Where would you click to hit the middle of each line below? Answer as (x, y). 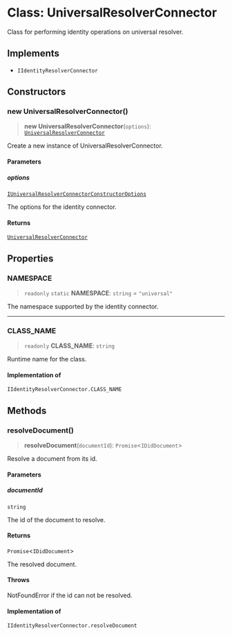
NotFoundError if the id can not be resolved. (70, 595)
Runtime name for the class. (47, 359)
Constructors (37, 92)
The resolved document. (42, 564)
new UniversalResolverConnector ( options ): (88, 126)
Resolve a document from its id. (52, 459)
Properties (30, 258)
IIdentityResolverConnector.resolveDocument (72, 626)
